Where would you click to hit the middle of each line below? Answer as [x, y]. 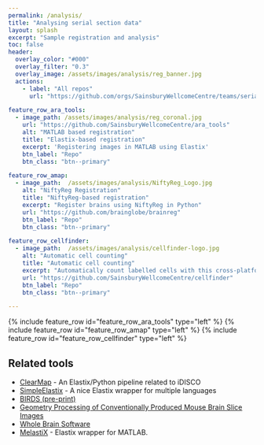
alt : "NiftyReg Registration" [72, 191]
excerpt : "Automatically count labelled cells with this [117, 270]
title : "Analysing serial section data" [75, 23]
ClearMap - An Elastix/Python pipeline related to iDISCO [110, 382]
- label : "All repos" [57, 89]
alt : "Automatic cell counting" [75, 256]
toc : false [26, 45]
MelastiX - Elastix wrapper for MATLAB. [84, 432]
